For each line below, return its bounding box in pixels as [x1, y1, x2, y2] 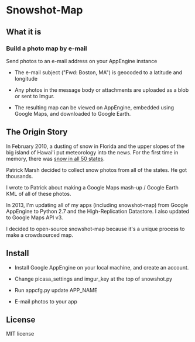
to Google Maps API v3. [6, 214, 63, 221]
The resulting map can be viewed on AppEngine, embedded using [14, 103, 175, 111]
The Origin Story [6, 127, 68, 137]
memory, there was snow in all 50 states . [6, 155, 105, 162]
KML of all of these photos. [6, 190, 71, 197]
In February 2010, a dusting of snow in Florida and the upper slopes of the [6, 143, 185, 150]
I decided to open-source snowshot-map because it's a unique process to [6, 225, 185, 232]
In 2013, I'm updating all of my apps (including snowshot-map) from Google [6, 201, 189, 208]
